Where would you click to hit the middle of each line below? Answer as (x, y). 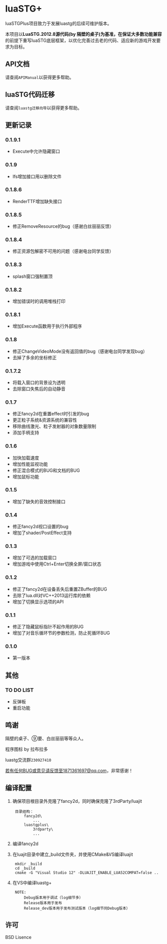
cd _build (25, 868)
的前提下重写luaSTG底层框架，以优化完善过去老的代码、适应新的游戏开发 (81, 40)
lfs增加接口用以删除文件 (37, 176)
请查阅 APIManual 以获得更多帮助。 (40, 77)
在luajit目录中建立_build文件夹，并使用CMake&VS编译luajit (73, 854)
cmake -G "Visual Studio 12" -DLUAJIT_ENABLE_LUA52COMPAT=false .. (87, 872)
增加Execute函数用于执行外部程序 (47, 326)
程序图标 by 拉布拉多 (27, 749)
